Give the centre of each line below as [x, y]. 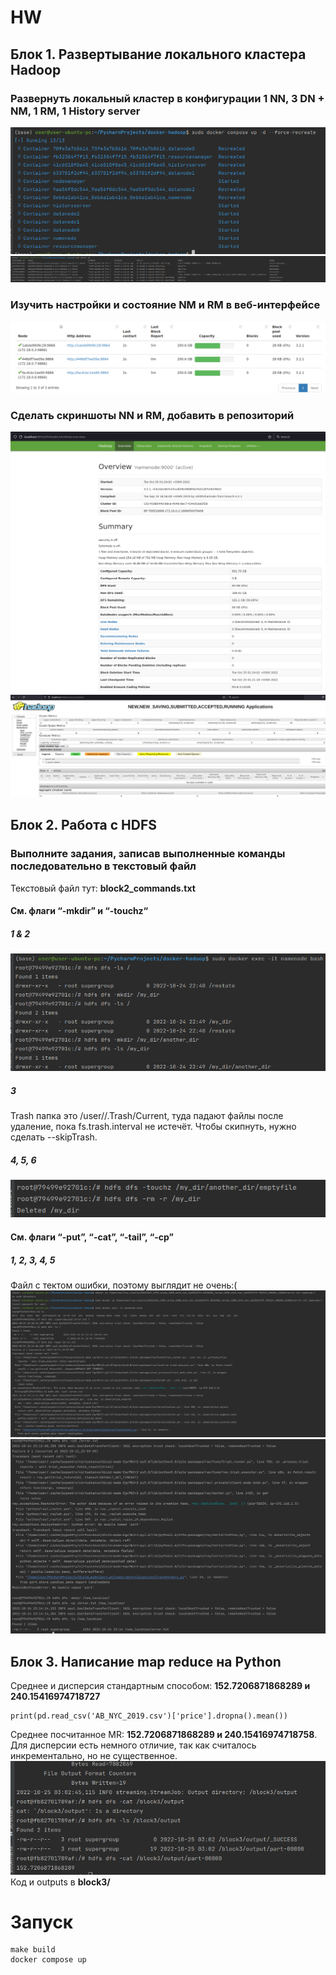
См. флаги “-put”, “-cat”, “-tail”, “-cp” [92, 1237]
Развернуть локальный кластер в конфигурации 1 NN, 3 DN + [167, 98]
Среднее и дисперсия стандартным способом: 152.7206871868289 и [160, 1686]
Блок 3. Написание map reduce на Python [146, 1661]
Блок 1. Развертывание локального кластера [158, 54]
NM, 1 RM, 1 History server [75, 111]
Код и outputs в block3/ [60, 1882]
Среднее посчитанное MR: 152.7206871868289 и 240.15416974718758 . [164, 1735]
